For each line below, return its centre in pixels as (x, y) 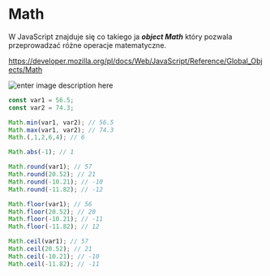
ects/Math (26, 69)
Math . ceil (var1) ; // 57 (49, 241)
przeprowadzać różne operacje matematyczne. (88, 45)
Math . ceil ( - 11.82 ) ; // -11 (54, 264)
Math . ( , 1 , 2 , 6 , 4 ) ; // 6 (47, 138)
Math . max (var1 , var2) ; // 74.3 (61, 130)
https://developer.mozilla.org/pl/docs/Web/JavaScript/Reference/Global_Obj (135, 61)
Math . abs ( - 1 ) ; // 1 (41, 152)
